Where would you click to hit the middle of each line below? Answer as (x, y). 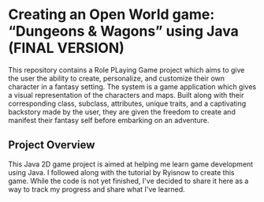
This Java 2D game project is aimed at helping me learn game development (131, 164)
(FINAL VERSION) (66, 48)
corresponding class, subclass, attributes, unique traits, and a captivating (127, 103)
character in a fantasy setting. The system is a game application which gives (132, 86)
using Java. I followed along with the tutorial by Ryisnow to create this (121, 172)
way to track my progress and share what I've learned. (97, 189)
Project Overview (52, 145)
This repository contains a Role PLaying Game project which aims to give (126, 69)
